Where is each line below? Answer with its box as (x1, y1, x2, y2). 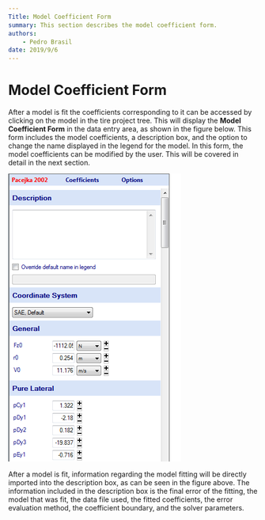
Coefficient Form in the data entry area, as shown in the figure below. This (8, 124, 252, 134)
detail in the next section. (8, 158, 91, 168)
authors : (8, 29, 37, 37)
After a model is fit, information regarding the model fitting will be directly (8, 469, 247, 479)
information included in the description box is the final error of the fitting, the (8, 487, 258, 496)
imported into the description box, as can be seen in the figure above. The (8, 478, 250, 488)
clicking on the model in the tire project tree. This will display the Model (8, 116, 241, 126)
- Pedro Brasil (22, 38, 73, 46)
